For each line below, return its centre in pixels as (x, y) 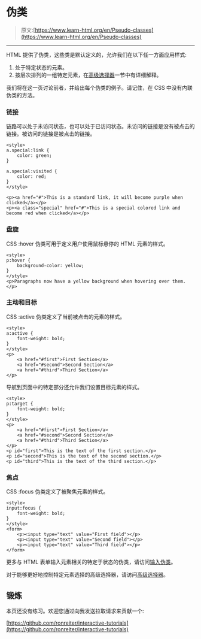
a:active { (20, 333)
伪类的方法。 (22, 95)
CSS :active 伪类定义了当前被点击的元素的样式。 (66, 317)
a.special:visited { (32, 171)
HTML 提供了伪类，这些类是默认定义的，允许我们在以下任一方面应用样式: (96, 54)
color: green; (34, 156)
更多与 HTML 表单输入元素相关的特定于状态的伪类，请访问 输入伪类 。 (91, 562)
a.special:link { (28, 150)
